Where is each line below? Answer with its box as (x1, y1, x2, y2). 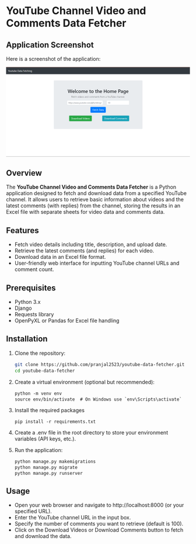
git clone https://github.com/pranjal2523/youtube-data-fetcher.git (14, 361, 185, 367)
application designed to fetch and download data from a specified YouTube (6, 190, 187, 197)
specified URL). (14, 508, 52, 515)
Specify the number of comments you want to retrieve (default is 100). (14, 520, 184, 528)
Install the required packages (14, 406, 85, 413)
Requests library (14, 311, 54, 318)
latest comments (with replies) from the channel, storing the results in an (6, 202, 181, 209)
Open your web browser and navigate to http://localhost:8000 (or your (14, 502, 184, 509)
